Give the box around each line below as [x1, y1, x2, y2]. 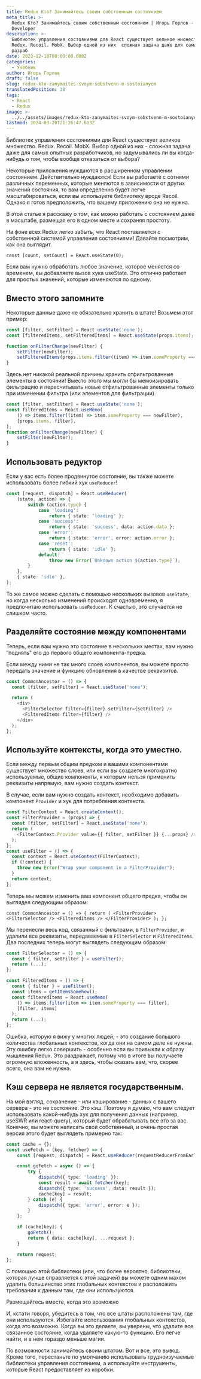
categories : [6, 59, 36, 65]
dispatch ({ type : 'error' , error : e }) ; [38, 1202, 141, 1208]
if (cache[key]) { [17, 1224, 63, 1230]
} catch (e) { [28, 1197, 63, 1203]
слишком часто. [6, 609, 47, 617]
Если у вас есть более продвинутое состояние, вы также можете [6, 473, 174, 480]
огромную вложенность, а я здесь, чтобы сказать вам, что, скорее [6, 1058, 178, 1065]
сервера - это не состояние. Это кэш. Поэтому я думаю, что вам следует [6, 1104, 195, 1111]
